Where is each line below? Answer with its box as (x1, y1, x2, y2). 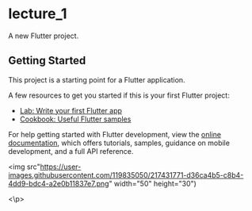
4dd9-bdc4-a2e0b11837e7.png (8, 178, 109, 188)
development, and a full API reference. (8, 146, 134, 155)
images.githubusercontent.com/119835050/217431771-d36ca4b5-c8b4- (8, 170, 244, 179)
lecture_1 (8, 5, 67, 23)
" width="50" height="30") (109, 178, 197, 188)
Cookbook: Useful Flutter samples (19, 114, 132, 124)
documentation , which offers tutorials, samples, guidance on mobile (8, 138, 230, 148)
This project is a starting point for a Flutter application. (8, 75, 185, 84)
